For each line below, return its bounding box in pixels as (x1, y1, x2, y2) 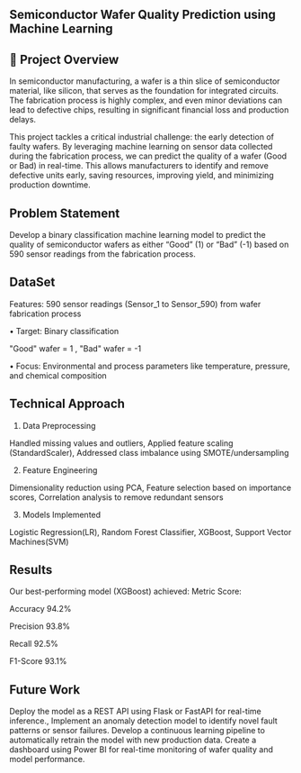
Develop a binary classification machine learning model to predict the (9, 230, 267, 241)
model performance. (9, 754, 85, 765)
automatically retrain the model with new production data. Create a (9, 734, 257, 746)
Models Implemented (22, 509, 102, 520)
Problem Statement (9, 205, 120, 221)
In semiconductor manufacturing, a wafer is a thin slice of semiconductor (9, 76, 280, 86)
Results (9, 562, 53, 577)
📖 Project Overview (9, 51, 120, 67)
